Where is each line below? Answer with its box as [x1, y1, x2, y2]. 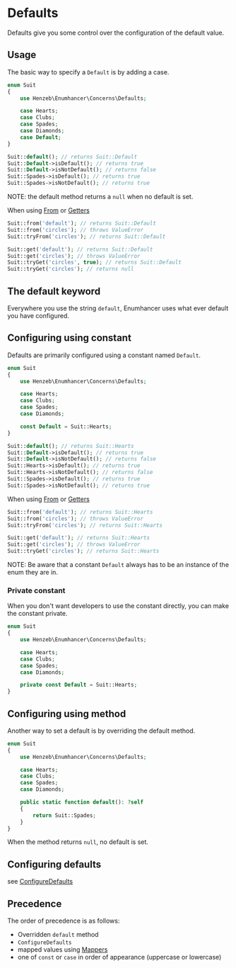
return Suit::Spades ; [33, 811, 97, 819]
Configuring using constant [7, 332, 132, 344]
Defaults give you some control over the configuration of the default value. [7, 28, 225, 37]
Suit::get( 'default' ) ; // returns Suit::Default [7, 246, 153, 253]
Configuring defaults [7, 858, 101, 870]
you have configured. [7, 311, 69, 320]
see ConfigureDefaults [7, 877, 73, 886]
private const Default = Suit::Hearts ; [20, 682, 138, 689]
